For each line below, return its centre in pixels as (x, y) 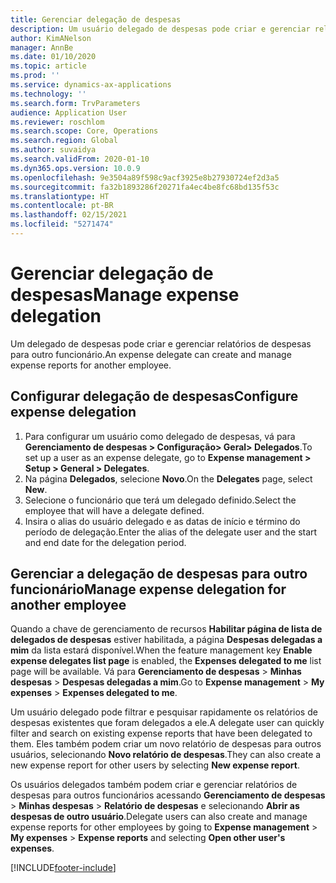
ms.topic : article (48, 66)
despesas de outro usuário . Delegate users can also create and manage (159, 817)
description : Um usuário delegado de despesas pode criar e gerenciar (160, 29)
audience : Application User (69, 112)
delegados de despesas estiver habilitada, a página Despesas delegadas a (166, 640)
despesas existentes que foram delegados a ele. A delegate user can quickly (167, 723)
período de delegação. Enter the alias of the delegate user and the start (171, 532)
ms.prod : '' (35, 76)
